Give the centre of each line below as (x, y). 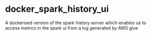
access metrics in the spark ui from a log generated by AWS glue (72, 28)
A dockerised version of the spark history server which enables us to (76, 23)
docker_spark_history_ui (57, 9)
